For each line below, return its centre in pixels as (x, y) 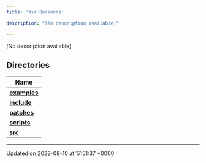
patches (22, 113)
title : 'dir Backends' (35, 12)
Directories (28, 65)
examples (24, 93)
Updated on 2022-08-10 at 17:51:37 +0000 (60, 153)
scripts (20, 123)
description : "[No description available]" (63, 23)
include (21, 103)
